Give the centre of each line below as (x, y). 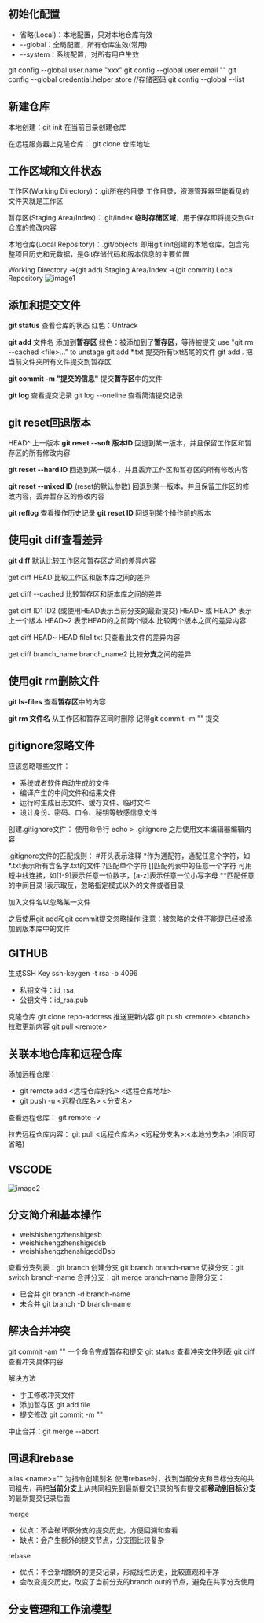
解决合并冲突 (39, 1331)
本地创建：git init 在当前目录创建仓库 (68, 127)
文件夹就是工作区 (36, 201)
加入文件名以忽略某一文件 (49, 902)
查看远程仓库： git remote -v (54, 1118)
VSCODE (30, 1169)
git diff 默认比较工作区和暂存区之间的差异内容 (82, 560)
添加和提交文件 (44, 305)
